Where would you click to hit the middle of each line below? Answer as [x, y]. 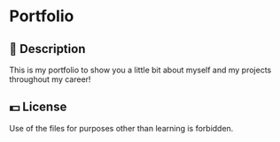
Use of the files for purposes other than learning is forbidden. [121, 128]
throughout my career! [50, 79]
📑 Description [47, 49]
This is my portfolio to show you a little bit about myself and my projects [140, 70]
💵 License [38, 107]
